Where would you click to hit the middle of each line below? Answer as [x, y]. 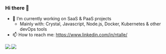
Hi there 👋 [17, 8]
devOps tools [33, 29]
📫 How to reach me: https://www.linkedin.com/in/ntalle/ [70, 35]
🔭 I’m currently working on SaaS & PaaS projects [62, 19]
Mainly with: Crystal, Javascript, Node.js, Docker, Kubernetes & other [90, 24]
